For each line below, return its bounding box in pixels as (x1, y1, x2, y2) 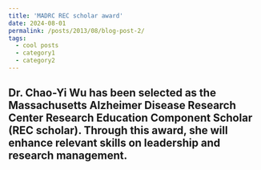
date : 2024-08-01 (8, 19, 66, 27)
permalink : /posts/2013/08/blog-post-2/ (8, 26, 146, 34)
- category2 (15, 57, 56, 65)
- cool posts (15, 42, 59, 50)
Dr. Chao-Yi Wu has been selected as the (8, 86, 216, 100)
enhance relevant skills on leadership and (8, 136, 221, 150)
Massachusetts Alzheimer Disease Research (8, 99, 236, 112)
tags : (8, 34, 26, 42)
